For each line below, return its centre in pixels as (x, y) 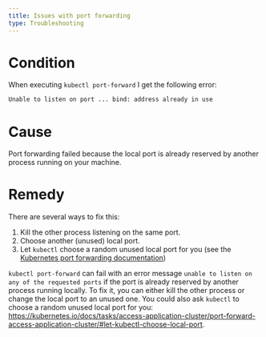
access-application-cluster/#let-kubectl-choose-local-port (105, 324)
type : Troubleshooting (46, 23)
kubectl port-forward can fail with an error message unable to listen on (130, 274)
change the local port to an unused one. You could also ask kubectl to (124, 299)
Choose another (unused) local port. (80, 241)
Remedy (36, 195)
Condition (42, 63)
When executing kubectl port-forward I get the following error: (113, 85)
